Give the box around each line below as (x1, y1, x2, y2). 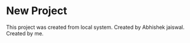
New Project (6, 4, 68, 18)
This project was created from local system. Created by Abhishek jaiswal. (6, 24, 185, 31)
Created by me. (6, 29, 44, 37)
